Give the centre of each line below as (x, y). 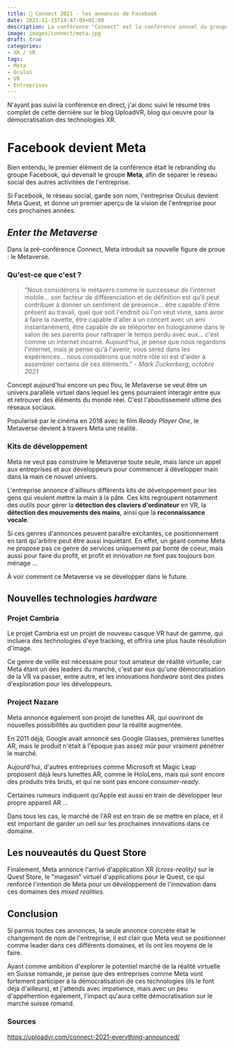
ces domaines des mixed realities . (56, 892)
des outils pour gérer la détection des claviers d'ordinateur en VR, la (107, 505)
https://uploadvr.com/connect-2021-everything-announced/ (94, 1037)
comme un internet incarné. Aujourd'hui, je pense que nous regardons (125, 342)
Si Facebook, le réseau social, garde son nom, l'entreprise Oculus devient (113, 195)
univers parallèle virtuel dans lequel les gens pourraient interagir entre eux (114, 392)
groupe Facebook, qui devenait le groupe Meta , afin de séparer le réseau (112, 175)
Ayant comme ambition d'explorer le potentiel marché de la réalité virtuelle (114, 966)
